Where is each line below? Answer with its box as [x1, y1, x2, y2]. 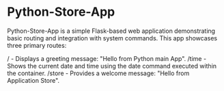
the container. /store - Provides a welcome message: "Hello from [7, 69, 190, 77]
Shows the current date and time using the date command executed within [7, 62, 217, 70]
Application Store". [7, 76, 60, 84]
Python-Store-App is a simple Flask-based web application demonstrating [7, 27, 216, 35]
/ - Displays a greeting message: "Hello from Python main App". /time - [7, 54, 207, 62]
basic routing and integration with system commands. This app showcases [7, 34, 217, 42]
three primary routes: [7, 41, 67, 49]
